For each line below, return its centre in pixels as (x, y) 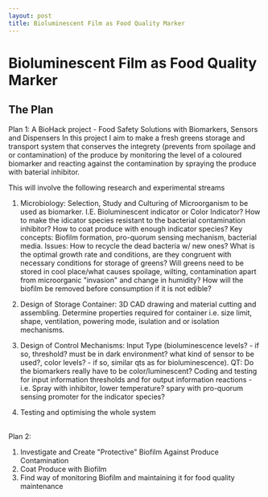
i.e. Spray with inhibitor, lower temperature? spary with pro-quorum (132, 388)
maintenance (41, 486)
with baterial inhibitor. (44, 172)
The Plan (31, 110)
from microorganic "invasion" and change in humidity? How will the (132, 280)
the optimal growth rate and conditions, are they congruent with (126, 254)
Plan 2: (20, 436)
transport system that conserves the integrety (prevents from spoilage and (132, 146)
